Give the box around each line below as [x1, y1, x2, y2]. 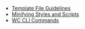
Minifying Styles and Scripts [11, 11, 80, 18]
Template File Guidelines [11, 5, 71, 11]
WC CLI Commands [11, 17, 59, 23]
